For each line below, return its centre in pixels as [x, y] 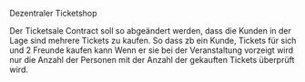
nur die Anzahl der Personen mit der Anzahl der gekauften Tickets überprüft [152, 60]
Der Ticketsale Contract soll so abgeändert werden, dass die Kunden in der [150, 31]
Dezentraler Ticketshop [53, 13]
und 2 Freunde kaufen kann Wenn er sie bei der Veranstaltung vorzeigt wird [152, 50]
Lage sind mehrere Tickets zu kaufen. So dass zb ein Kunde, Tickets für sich [153, 41]
